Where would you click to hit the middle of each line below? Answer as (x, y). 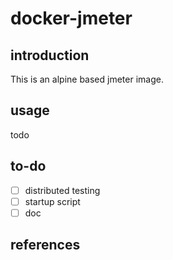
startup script (52, 201)
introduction (50, 55)
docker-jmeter (71, 18)
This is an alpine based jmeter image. (87, 79)
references (45, 245)
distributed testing (62, 190)
